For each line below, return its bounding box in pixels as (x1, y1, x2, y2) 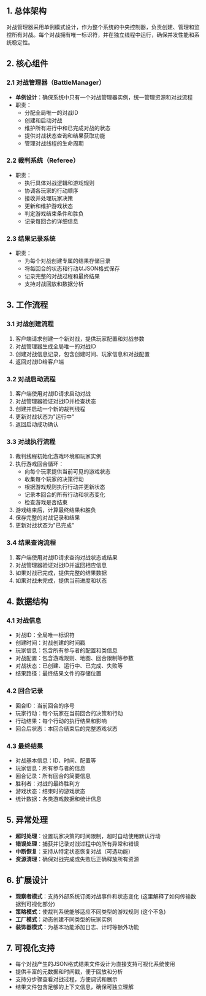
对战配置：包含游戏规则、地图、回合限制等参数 (15, 655, 134, 662)
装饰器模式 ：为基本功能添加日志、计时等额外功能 (15, 923, 139, 930)
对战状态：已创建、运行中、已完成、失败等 (15, 662, 123, 669)
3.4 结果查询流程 (6, 539, 56, 547)
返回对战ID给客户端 (15, 358, 64, 365)
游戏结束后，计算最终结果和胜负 (15, 506, 96, 514)
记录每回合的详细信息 (24, 217, 78, 225)
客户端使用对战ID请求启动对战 (15, 390, 91, 397)
